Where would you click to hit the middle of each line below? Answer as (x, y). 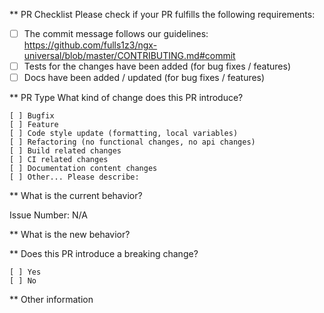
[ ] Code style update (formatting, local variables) (124, 134)
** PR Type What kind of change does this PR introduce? (126, 98)
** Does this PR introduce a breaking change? (104, 254)
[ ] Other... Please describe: (74, 177)
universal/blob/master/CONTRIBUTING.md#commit (129, 56)
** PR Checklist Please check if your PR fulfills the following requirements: (162, 14)
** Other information (51, 300)
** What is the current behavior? (76, 196)
